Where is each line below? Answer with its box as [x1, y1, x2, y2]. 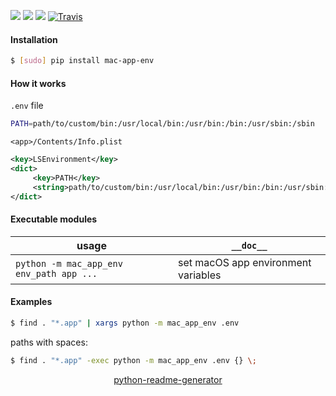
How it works [10, 77, 67, 89]
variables [178, 268, 222, 282]
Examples [10, 296, 53, 308]
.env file [10, 100, 44, 112]
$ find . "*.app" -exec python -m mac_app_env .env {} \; [10, 355, 257, 365]
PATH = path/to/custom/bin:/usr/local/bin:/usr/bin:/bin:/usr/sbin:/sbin [10, 119, 315, 129]
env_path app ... [15, 268, 98, 279]
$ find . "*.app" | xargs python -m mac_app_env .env [10, 318, 240, 328]
